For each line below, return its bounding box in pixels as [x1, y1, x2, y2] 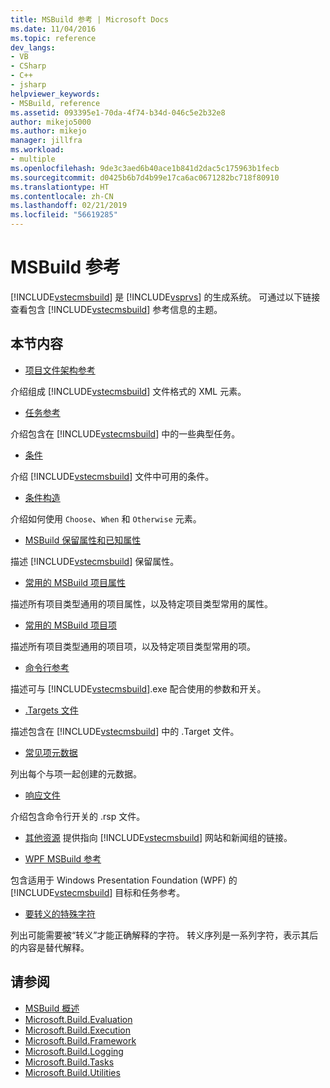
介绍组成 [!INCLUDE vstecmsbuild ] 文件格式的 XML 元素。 [10, 385, 247, 397]
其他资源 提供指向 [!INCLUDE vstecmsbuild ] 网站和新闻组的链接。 [24, 831, 293, 843]
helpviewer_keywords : [10, 89, 101, 99]
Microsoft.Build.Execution [24, 1024, 132, 1036]
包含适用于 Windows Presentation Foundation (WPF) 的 [10, 874, 238, 886]
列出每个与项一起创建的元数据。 [10, 767, 142, 780]
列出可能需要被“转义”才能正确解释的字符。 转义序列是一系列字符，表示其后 [10, 929, 319, 941]
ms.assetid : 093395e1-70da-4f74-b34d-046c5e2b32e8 [10, 107, 226, 118]
